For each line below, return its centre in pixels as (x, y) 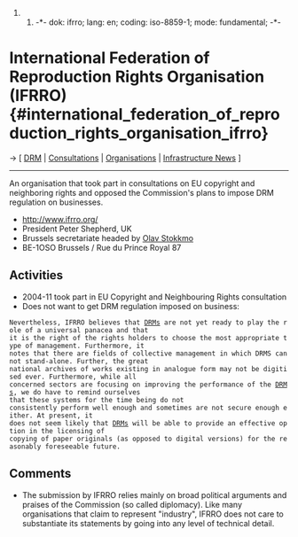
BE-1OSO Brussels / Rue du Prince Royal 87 (102, 247)
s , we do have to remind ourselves (75, 392)
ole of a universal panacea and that (79, 330)
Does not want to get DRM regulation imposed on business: (130, 306)
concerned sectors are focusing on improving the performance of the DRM (149, 385)
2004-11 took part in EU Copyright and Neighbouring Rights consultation (154, 297)
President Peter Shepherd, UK (77, 229)
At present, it (65, 416)
